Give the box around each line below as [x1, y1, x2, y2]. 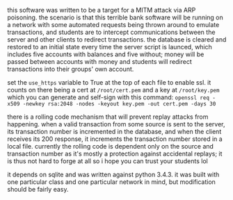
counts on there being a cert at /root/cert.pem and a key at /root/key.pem [7, 86, 220, 94]
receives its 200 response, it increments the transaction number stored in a [7, 135, 223, 143]
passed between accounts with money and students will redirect [7, 58, 193, 65]
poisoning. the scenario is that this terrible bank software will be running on [7, 13, 224, 22]
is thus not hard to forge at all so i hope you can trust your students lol [7, 157, 209, 165]
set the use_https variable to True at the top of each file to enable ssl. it [7, 78, 211, 86]
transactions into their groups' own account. [7, 65, 134, 73]
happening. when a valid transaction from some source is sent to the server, [7, 120, 225, 128]
